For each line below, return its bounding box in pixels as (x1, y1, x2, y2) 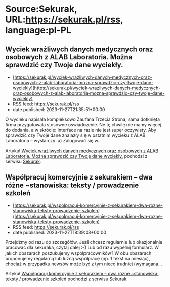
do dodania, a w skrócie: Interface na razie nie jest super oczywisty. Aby (5, 127, 157, 133)
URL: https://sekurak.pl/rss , (5, 14, 123, 25)
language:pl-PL (5, 25, 72, 36)
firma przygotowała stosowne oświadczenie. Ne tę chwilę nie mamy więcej (5, 122, 162, 127)
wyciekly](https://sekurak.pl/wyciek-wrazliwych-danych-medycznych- (12, 85, 161, 91)
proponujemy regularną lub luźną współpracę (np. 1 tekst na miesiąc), (5, 255, 150, 261)
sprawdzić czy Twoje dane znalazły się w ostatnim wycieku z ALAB (5, 132, 146, 138)
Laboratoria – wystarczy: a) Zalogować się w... (5, 138, 102, 143)
